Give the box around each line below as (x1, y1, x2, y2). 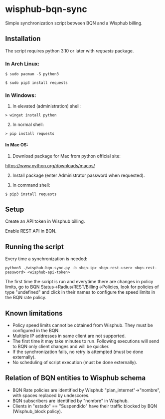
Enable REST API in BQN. (5, 228, 57, 234)
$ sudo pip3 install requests (5, 80, 68, 85)
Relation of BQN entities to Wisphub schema (5, 374, 146, 383)
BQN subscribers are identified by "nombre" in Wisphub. (12, 398, 129, 404)
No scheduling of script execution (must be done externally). (12, 359, 138, 365)
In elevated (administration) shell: (12, 103, 81, 109)
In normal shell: (12, 121, 44, 128)
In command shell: (12, 182, 50, 188)
